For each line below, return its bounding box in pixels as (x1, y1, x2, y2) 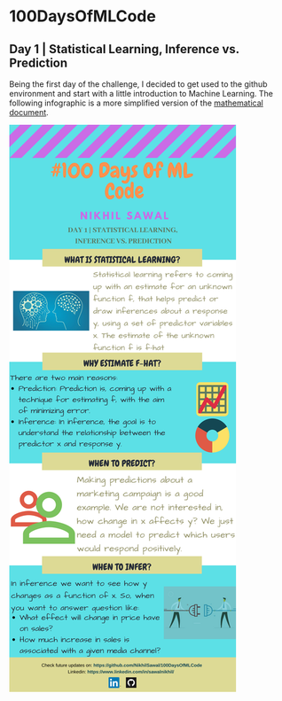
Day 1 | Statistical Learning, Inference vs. (9, 42, 239, 57)
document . (9, 107, 49, 117)
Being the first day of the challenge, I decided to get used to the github (9, 79, 268, 90)
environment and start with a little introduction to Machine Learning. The (9, 89, 273, 98)
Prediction (9, 55, 68, 70)
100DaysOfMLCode (9, 6, 157, 27)
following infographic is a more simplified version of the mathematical (9, 97, 263, 108)
